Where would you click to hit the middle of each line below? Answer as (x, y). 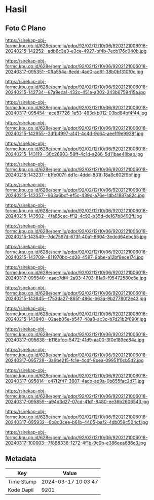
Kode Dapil (21, 490)
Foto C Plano (26, 28)
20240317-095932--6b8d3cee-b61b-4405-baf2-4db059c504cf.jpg (77, 422)
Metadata (21, 459)
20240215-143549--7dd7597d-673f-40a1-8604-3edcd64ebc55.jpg (76, 237)
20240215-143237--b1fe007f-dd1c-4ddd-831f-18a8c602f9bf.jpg (73, 175)
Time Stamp (22, 482)
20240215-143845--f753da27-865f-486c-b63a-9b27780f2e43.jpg (76, 298)
